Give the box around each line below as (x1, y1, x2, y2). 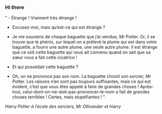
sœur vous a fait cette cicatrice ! (12, 55, 77, 60)
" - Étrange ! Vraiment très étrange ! (5, 15, 77, 21)
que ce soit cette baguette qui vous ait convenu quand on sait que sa (12, 49, 151, 55)
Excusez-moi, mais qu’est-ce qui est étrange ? (12, 24, 106, 30)
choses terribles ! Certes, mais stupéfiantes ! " (12, 94, 106, 100)
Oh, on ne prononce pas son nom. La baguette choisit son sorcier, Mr (12, 74, 151, 79)
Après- (140, 84, 154, 90)
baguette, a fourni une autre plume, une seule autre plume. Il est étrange (12, 44, 158, 50)
